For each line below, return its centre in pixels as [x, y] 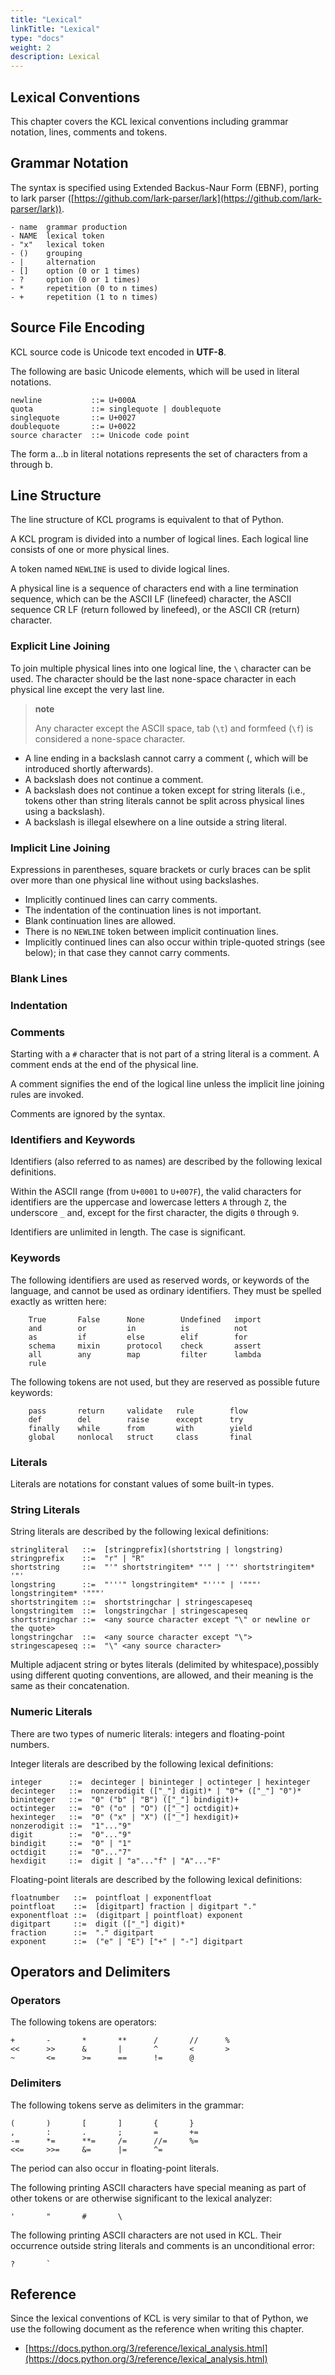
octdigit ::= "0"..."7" [71, 1852]
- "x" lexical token [57, 244]
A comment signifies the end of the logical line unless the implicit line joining [167, 1084]
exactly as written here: [58, 1301]
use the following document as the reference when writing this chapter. [157, 2329]
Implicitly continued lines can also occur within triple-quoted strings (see [175, 942]
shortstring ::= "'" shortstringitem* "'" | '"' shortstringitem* [162, 1567]
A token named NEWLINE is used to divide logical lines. [120, 569]
